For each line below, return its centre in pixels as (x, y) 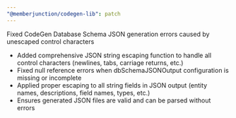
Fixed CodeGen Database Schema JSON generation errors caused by (108, 34)
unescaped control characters (51, 41)
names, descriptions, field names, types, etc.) (83, 93)
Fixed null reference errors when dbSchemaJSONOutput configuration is (123, 70)
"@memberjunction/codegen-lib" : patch (64, 14)
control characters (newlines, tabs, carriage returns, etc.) (100, 63)
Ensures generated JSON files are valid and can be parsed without (114, 100)
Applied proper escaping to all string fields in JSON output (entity (112, 85)
